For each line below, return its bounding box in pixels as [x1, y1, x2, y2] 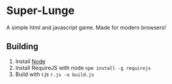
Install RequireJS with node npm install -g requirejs [15, 64, 151, 71]
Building [6, 41, 38, 52]
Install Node [15, 57, 46, 65]
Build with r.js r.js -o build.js [15, 71, 95, 78]
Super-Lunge [6, 4, 75, 18]
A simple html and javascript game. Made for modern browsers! [6, 24, 167, 31]
